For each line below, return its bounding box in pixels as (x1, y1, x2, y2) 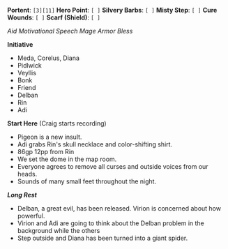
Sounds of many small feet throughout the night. (17, 177, 157, 186)
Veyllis (17, 69, 37, 77)
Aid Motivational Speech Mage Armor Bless (7, 27, 133, 35)
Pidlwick (17, 61, 42, 69)
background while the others (17, 227, 100, 234)
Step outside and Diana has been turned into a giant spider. (17, 234, 188, 242)
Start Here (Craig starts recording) (7, 119, 107, 128)
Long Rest (7, 191, 37, 199)
